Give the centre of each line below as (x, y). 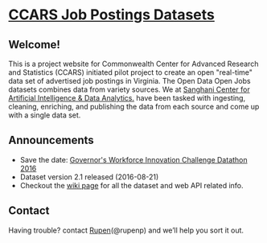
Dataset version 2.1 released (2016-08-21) (89, 177)
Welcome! (34, 45)
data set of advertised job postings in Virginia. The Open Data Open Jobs (129, 81)
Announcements (51, 140)
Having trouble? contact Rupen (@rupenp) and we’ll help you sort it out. (126, 230)
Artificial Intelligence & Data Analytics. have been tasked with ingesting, (127, 98)
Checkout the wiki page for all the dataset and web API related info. (131, 185)
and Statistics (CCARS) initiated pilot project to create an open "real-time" (131, 72)
